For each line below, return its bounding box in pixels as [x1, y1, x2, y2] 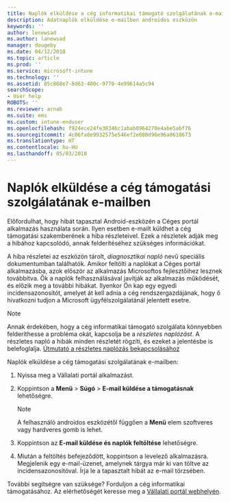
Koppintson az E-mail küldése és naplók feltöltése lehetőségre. [16, 438, 199, 446]
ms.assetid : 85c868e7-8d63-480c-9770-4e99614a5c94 [7, 80, 155, 87]
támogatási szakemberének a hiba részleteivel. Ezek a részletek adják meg [7, 231, 218, 240]
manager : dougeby [7, 42, 57, 49]
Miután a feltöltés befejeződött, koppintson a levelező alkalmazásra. [16, 452, 209, 460]
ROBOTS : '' [7, 99, 38, 106]
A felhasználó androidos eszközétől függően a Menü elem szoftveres [16, 418, 214, 426]
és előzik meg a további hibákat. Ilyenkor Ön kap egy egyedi [7, 281, 177, 289]
